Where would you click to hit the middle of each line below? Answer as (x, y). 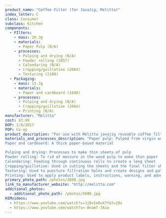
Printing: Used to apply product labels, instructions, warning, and (78, 175)
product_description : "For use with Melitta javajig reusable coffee (78, 134)
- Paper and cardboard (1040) (49, 93)
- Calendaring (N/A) (39, 65)
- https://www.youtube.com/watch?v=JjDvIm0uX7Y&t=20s (66, 203)
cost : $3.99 (17, 120)
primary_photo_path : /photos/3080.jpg (45, 180)
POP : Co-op (16, 129)
